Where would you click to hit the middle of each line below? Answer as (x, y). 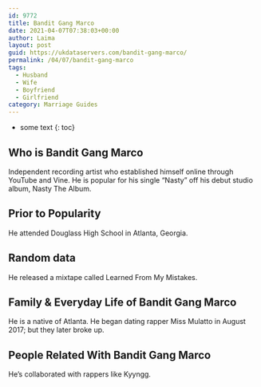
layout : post (30, 45)
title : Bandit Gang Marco (51, 23)
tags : (17, 68)
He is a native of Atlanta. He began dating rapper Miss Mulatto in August (127, 322)
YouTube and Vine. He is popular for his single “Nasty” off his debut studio (131, 180)
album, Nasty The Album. (50, 188)
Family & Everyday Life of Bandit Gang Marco (123, 302)
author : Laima (32, 38)
